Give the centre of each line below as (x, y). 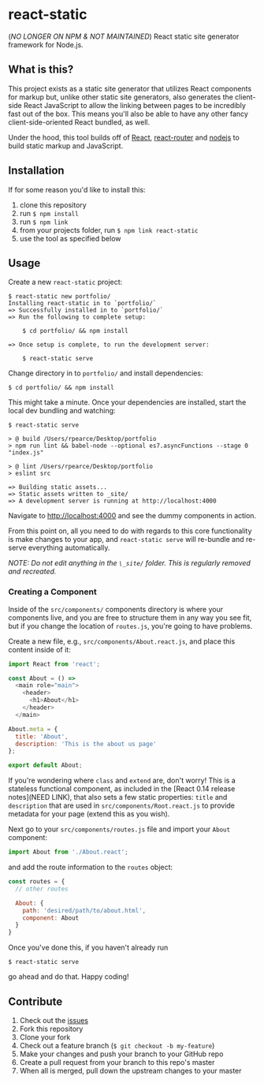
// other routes (42, 889)
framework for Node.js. (46, 44)
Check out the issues (54, 1020)
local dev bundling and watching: (62, 411)
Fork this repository (51, 1029)
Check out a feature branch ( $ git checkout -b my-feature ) (117, 1045)
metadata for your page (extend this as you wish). (89, 814)
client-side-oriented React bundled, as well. (79, 122)
